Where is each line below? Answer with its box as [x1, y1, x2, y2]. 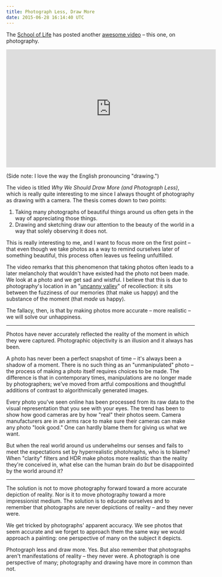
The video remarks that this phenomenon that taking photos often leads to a [6, 263, 194, 271]
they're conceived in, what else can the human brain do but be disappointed [6, 461, 194, 468]
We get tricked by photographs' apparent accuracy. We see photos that [6, 521, 183, 528]
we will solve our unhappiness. [6, 313, 83, 320]
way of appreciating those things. [14, 214, 98, 222]
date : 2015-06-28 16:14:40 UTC [6, 14, 84, 20]
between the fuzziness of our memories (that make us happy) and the [6, 288, 178, 296]
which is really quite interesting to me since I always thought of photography [6, 190, 194, 197]
